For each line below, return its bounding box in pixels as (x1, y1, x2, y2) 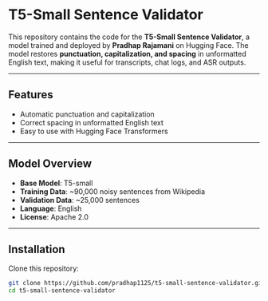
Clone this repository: (8, 263, 80, 273)
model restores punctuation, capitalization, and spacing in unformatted (8, 49, 247, 58)
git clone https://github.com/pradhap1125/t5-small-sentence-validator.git (8, 279, 266, 287)
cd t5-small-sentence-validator (8, 287, 116, 295)
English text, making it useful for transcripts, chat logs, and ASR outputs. (8, 57, 246, 67)
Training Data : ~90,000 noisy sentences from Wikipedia (19, 186, 206, 196)
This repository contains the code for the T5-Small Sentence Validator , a (8, 32, 250, 42)
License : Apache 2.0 (19, 212, 89, 221)
